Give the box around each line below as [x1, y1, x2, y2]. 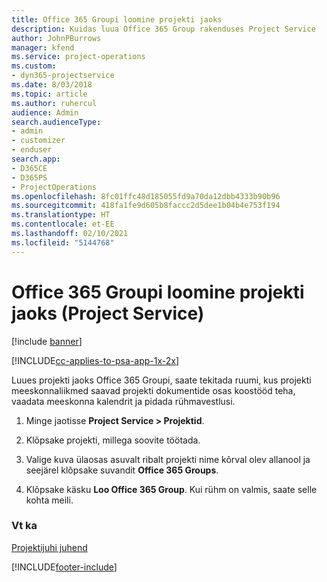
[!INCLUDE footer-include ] [11, 561, 118, 573]
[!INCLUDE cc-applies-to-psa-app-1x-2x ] [11, 354, 180, 366]
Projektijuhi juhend [11, 541, 88, 553]
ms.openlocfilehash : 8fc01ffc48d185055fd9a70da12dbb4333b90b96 [11, 191, 281, 201]
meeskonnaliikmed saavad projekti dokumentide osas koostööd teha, [11, 384, 296, 396]
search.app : [11, 154, 61, 164]
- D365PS [11, 172, 48, 183]
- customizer [11, 136, 66, 146]
